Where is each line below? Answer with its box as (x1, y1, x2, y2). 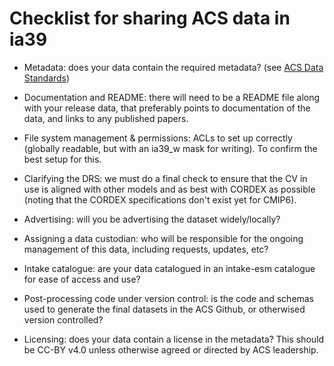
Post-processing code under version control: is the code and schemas (23, 292, 315, 304)
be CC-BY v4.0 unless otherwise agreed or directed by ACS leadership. (23, 343, 319, 356)
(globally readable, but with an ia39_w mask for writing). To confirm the (23, 142, 318, 154)
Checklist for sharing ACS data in (9, 7, 291, 30)
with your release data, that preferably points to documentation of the (23, 102, 311, 114)
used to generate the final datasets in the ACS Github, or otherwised (23, 303, 306, 315)
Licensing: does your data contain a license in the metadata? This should (23, 333, 325, 345)
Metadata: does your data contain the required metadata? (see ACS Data (23, 61, 324, 73)
